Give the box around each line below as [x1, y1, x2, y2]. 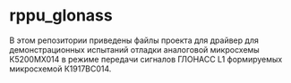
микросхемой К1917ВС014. [9, 63, 112, 74]
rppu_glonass [9, 5, 114, 26]
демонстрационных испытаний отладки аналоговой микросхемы [9, 44, 260, 54]
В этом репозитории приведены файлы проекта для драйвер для [9, 35, 260, 46]
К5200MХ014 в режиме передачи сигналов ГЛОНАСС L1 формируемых [9, 54, 283, 64]
